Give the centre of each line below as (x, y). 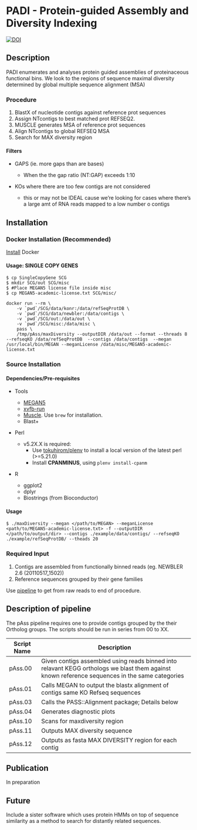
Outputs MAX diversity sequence (86, 730)
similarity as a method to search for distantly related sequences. (84, 821)
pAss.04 (21, 712)
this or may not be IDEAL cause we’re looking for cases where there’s (107, 198)
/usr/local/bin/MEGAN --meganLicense (52, 345)
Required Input (28, 554)
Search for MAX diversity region (53, 137)
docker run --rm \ (28, 304)
